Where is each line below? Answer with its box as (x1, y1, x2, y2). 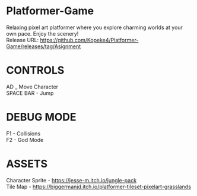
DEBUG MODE (6, 110, 77, 124)
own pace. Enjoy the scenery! (6, 30, 79, 37)
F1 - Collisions (6, 129, 40, 137)
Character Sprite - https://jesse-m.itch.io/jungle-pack (6, 176, 137, 184)
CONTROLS (6, 64, 65, 77)
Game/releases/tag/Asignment (6, 43, 81, 50)
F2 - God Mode (6, 136, 44, 143)
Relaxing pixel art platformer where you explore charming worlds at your (6, 24, 183, 31)
